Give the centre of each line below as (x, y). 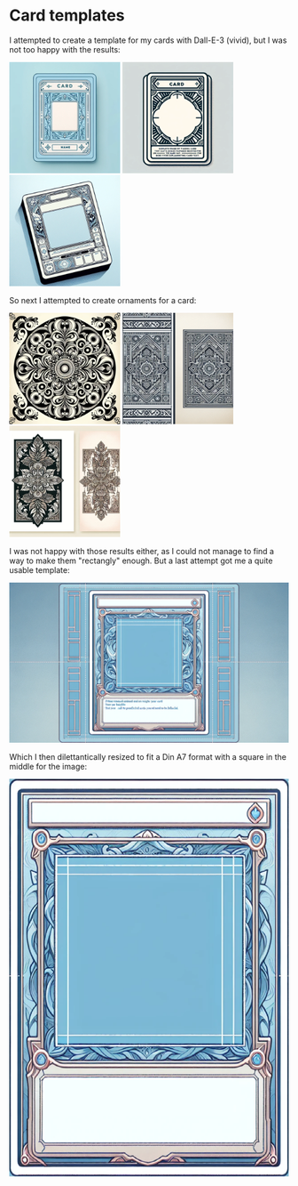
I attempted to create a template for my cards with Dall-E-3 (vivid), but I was (148, 40)
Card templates (67, 16)
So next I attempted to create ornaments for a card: (103, 300)
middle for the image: (48, 766)
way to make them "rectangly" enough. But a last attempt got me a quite (141, 561)
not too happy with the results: (65, 49)
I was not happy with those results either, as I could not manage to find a (142, 551)
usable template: (39, 569)
